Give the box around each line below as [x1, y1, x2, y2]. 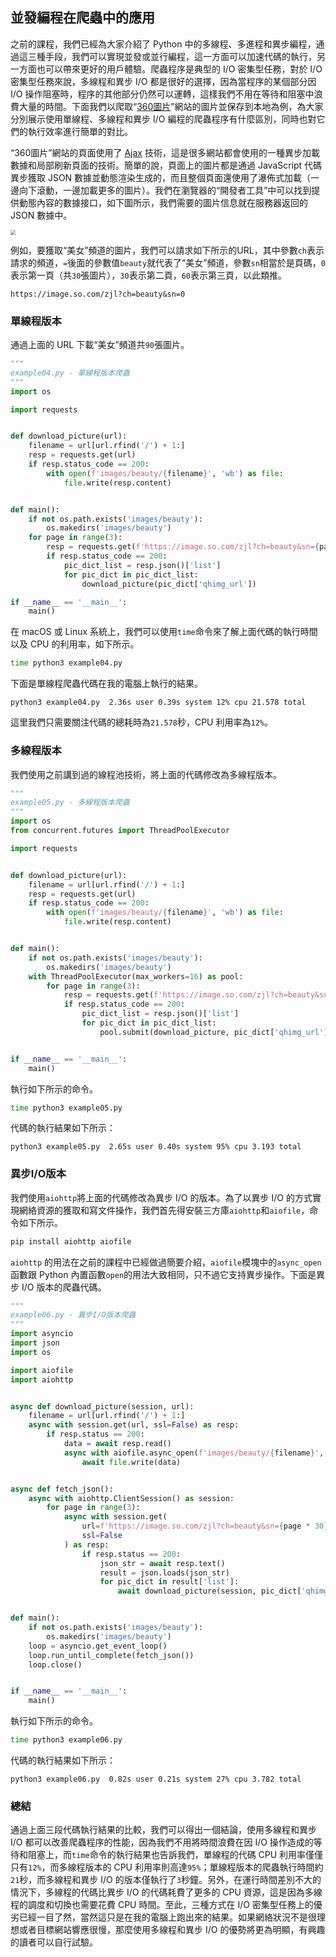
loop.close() [28, 1659, 83, 1670]
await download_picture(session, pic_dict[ [117, 1586, 302, 1597]
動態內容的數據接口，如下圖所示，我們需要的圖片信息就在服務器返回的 [18, 196, 308, 208]
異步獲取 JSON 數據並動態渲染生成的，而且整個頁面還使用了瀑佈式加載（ [10, 171, 312, 183]
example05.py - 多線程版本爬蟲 [10, 798, 130, 808]
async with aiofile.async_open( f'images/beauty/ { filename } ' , [63, 1448, 325, 1458]
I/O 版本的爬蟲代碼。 [21, 1281, 107, 1293]
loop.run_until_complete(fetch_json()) [28, 1650, 195, 1660]
